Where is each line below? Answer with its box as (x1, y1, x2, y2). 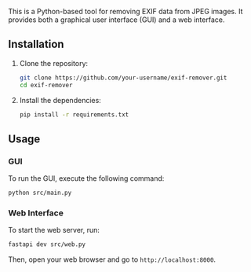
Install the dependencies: (19, 95, 102, 105)
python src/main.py (8, 189, 72, 197)
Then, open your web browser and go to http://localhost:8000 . (8, 255, 216, 264)
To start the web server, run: (8, 226, 100, 235)
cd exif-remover (19, 81, 73, 89)
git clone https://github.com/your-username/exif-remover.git (19, 74, 227, 82)
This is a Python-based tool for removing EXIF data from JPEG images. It (8, 7, 243, 16)
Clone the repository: (19, 58, 89, 68)
